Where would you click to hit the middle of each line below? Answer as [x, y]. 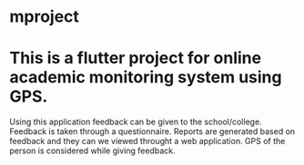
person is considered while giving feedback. [92, 150]
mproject [45, 17]
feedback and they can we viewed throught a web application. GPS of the [147, 141]
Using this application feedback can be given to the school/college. [136, 122]
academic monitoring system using [146, 78]
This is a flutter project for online [136, 58]
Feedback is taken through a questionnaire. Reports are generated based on [152, 131]
